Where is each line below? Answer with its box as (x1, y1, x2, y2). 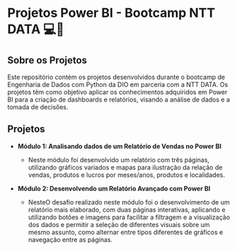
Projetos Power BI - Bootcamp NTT (7, 5, 216, 21)
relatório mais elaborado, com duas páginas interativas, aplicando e (28, 205, 226, 214)
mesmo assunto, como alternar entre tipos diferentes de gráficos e (28, 228, 224, 236)
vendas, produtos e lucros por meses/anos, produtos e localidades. (28, 171, 225, 179)
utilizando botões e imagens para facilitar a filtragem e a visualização (28, 213, 231, 221)
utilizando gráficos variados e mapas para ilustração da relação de (28, 163, 223, 171)
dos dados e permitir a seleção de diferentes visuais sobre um (28, 220, 210, 228)
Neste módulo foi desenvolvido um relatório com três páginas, (28, 155, 210, 164)
